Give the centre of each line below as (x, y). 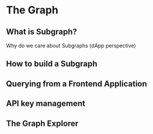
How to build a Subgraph (52, 64)
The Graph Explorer (42, 123)
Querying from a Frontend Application (76, 84)
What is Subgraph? (41, 32)
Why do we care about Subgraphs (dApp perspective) (71, 45)
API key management (46, 103)
